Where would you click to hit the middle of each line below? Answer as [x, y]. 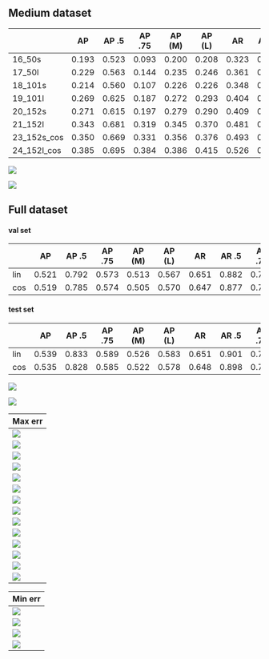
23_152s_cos [38, 137]
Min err [27, 598]
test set [21, 309]
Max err [28, 421]
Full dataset [38, 210]
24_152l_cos [37, 150]
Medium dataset [50, 13]
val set [20, 230]
